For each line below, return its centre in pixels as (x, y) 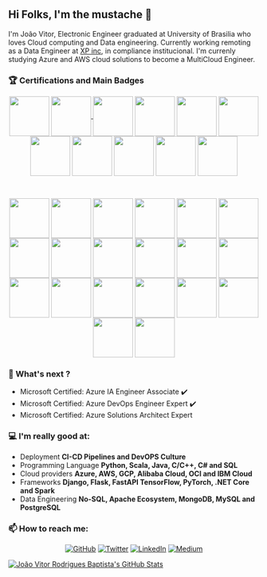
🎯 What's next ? (39, 374)
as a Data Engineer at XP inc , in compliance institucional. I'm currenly (122, 51)
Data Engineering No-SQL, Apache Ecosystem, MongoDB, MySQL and (137, 499)
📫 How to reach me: (49, 528)
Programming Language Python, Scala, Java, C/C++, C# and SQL (129, 465)
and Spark (37, 490)
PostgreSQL (40, 507)
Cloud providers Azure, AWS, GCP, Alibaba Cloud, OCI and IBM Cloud (136, 474)
